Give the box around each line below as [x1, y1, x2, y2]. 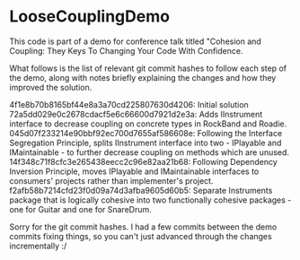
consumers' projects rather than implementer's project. [9, 175, 214, 186]
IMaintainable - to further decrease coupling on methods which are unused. [9, 146, 290, 158]
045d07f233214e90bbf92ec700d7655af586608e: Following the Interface [9, 127, 283, 138]
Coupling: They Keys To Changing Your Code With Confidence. [9, 45, 243, 56]
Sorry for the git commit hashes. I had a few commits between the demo [9, 221, 278, 232]
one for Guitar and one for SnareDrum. [9, 204, 153, 214]
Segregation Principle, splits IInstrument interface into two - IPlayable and [9, 137, 282, 148]
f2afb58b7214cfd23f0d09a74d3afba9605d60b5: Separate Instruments [9, 185, 273, 195]
